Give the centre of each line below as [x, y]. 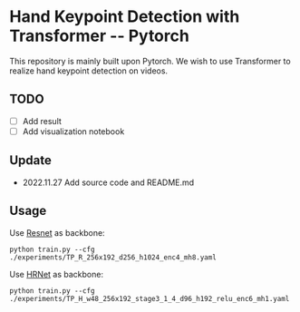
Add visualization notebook [73, 131]
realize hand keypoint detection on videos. [89, 71]
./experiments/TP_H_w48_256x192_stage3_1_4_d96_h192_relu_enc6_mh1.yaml [150, 298]
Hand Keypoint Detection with [125, 17]
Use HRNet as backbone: [57, 274]
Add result [42, 121]
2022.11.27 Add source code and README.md [108, 182]
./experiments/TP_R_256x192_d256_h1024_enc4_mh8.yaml [113, 257]
